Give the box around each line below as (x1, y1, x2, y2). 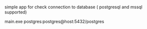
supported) (4, 9, 27, 15)
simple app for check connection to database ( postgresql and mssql (4, 4, 143, 10)
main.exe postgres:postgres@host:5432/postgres (4, 19, 104, 24)
